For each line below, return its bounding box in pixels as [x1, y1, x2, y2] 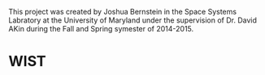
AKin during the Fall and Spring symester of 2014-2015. [8, 24, 194, 33]
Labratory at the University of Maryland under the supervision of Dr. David [8, 15, 258, 25]
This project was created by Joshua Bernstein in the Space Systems [8, 7, 237, 16]
